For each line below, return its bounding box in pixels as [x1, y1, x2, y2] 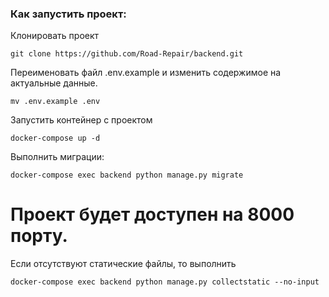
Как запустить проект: [10, 7, 127, 21]
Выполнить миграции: [10, 151, 105, 163]
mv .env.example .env [10, 97, 101, 107]
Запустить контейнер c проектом [10, 114, 153, 126]
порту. [10, 225, 68, 247]
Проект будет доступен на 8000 [10, 203, 295, 226]
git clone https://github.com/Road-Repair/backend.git [10, 49, 244, 59]
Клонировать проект [10, 30, 100, 42]
